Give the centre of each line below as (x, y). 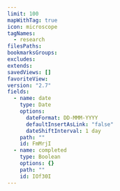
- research (29, 40)
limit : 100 (23, 14)
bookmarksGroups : (32, 53)
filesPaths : (24, 46)
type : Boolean (40, 157)
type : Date (36, 105)
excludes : (22, 59)
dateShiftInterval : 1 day (63, 131)
